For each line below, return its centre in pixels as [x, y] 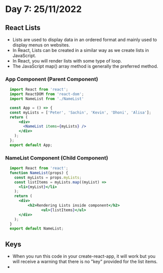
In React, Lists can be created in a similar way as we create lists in [80, 50]
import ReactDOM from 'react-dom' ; [47, 94]
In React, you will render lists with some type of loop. [67, 61]
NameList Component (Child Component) [57, 157]
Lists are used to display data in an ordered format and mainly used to [85, 39]
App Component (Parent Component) [52, 79]
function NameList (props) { [39, 173]
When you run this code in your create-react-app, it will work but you [84, 256]
